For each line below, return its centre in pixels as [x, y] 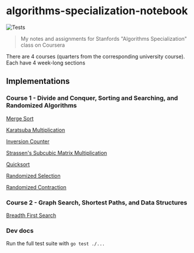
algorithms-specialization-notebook [97, 11]
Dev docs [20, 231]
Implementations [38, 81]
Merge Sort [20, 118]
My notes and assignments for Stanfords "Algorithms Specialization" [104, 38]
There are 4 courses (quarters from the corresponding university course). [96, 56]
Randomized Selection [33, 176]
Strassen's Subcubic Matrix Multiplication [57, 153]
